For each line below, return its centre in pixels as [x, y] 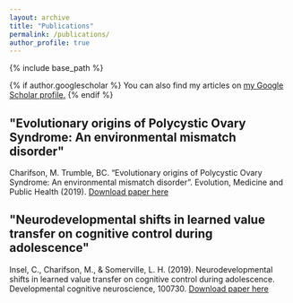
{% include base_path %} [56, 68]
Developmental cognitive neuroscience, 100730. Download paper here [139, 289]
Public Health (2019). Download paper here [89, 192]
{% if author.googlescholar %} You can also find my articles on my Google [146, 85]
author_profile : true [50, 43]
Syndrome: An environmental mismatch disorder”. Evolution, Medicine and [146, 182]
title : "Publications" [52, 26]
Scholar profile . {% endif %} [61, 95]
